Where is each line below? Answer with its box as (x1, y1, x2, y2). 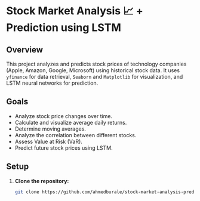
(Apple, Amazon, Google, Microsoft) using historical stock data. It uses (6, 67, 180, 74)
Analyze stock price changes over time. (14, 112, 112, 119)
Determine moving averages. (14, 125, 87, 132)
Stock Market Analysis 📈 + (6, 4, 143, 18)
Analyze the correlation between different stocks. (14, 131, 137, 138)
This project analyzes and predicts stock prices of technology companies (6, 60, 187, 67)
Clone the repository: (14, 177, 69, 184)
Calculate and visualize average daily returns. (14, 119, 127, 126)
